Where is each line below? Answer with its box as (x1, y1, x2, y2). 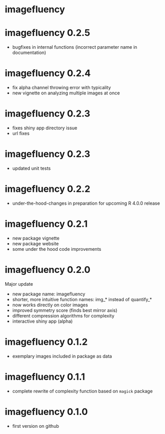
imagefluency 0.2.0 (5, 264, 90, 275)
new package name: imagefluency (12, 291, 85, 297)
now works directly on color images (12, 302, 88, 308)
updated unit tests (12, 165, 51, 171)
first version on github (12, 423, 60, 429)
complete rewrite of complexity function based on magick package (12, 388, 153, 394)
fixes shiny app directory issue (12, 125, 78, 131)
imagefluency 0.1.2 (5, 336, 88, 347)
